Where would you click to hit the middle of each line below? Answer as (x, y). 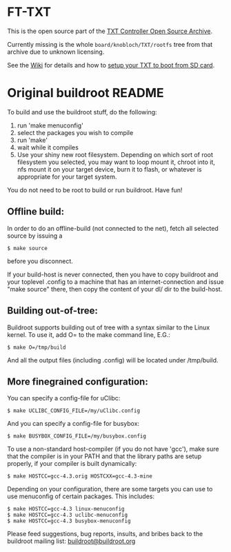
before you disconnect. (40, 261)
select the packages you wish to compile (75, 132)
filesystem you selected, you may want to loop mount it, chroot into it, (116, 162)
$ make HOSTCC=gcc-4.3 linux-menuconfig (66, 509)
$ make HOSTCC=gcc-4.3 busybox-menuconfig (69, 521)
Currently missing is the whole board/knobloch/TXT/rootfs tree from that (110, 44)
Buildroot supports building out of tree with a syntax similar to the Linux (109, 327)
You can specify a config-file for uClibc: (64, 398)
